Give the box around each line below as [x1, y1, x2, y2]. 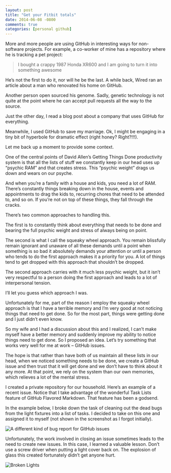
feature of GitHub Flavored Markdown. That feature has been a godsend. [5, 395, 159, 401]
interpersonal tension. [5, 280, 52, 286]
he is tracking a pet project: [5, 52, 63, 58]
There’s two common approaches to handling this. [5, 212, 111, 218]
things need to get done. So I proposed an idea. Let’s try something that [5, 337, 157, 343]
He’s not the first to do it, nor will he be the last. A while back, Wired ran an [5, 77, 162, 83]
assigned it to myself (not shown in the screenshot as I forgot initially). [5, 416, 153, 422]
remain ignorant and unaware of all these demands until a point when [5, 243, 151, 249]
